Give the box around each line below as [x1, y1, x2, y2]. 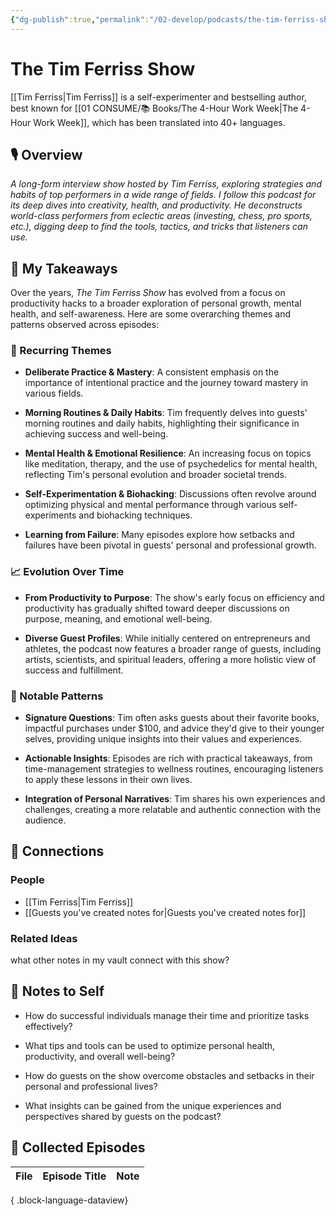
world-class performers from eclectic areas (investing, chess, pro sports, [10, 210, 313, 222]
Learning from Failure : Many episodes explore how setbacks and [24, 529, 295, 541]
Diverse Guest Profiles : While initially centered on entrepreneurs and [24, 632, 311, 644]
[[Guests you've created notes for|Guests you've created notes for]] [24, 906, 307, 918]
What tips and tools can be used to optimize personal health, [24, 1039, 276, 1051]
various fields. [24, 387, 84, 400]
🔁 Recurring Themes [10, 344, 112, 358]
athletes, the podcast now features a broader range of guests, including [24, 642, 322, 655]
